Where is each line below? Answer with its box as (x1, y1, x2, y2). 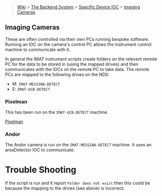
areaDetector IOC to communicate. (5, 147, 75, 153)
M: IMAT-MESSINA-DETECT (12, 81, 60, 87)
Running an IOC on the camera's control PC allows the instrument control (5, 41, 152, 47)
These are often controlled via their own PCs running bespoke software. (5, 36, 149, 42)
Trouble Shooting (5, 164, 77, 175)
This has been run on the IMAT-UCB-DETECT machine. (5, 109, 108, 115)
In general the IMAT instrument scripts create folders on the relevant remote (5, 56, 157, 62)
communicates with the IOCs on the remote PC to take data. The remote (5, 66, 150, 72)
